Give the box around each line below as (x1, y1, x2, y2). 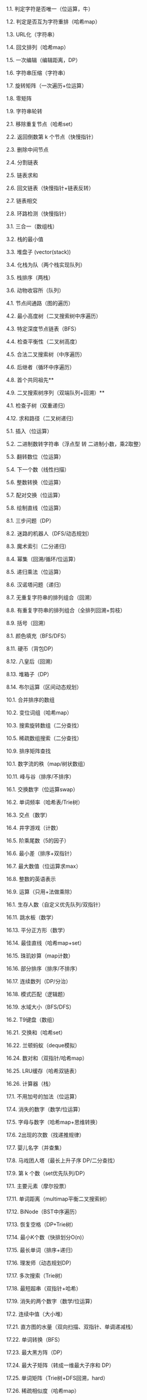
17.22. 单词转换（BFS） (6, 1336, 64, 1343)
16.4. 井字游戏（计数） (6, 824, 62, 831)
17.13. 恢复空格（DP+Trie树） (6, 1221, 77, 1228)
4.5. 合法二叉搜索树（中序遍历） (6, 351, 86, 358)
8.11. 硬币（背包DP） (6, 645, 57, 652)
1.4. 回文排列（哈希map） (6, 44, 69, 51)
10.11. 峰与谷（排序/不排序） (6, 773, 75, 780)
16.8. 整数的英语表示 (6, 876, 56, 882)
